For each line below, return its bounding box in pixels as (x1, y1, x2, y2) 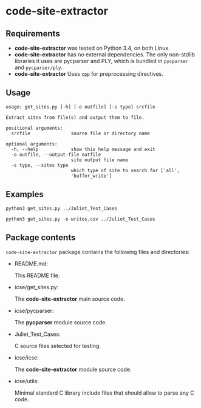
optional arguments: (5, 141, 58, 147)
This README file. (14, 272, 60, 279)
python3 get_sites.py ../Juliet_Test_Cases (5, 205, 118, 212)
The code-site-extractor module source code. (14, 366, 132, 373)
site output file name (70, 156, 129, 163)
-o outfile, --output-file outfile (11, 152, 101, 158)
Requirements (5, 28, 60, 39)
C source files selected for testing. (14, 343, 101, 350)
